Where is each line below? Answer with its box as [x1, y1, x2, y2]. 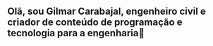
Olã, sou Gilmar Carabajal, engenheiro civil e [7, 6, 206, 17]
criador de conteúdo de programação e [7, 17, 183, 29]
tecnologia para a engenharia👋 [7, 27, 145, 39]
